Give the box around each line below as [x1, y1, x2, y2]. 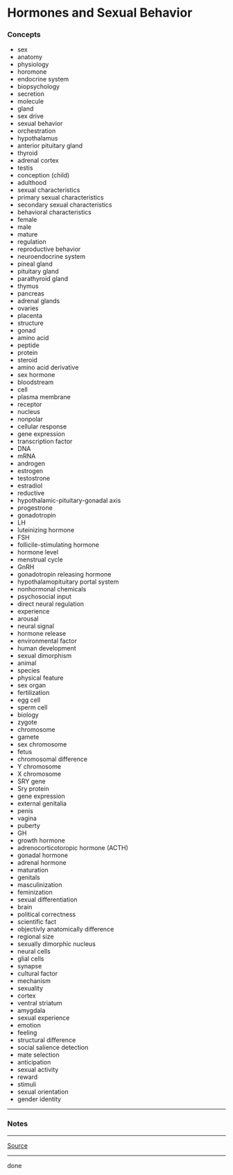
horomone [17, 67, 47, 76]
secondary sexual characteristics [17, 200, 112, 209]
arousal [17, 614, 40, 623]
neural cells [17, 948, 51, 956]
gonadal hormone [17, 851, 68, 860]
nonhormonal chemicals [17, 585, 87, 593]
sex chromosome [17, 740, 67, 749]
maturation [17, 866, 49, 874]
